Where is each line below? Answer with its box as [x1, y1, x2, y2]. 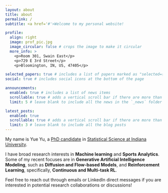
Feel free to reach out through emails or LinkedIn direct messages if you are [5, 177, 161, 182]
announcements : [5, 85, 37, 90]
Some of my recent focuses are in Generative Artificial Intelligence [5, 156, 145, 162]
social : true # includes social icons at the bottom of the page [5, 76, 144, 81]
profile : [5, 30, 23, 35]
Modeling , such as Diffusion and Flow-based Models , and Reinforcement [5, 162, 160, 167]
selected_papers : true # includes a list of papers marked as [5, 72, 137, 77]
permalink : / [5, 16, 32, 21]
